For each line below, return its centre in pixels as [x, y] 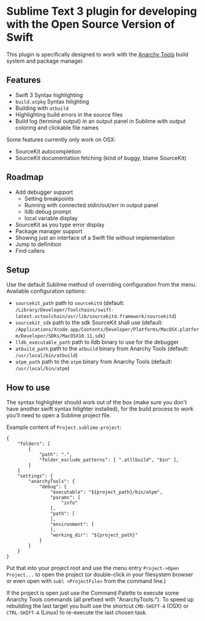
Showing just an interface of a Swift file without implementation [95, 237]
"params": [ [65, 498]
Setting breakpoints [49, 198]
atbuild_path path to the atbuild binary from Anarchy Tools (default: [102, 349]
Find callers [30, 250]
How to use [28, 388]
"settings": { [35, 476]
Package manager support [49, 231]
